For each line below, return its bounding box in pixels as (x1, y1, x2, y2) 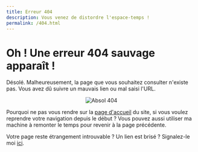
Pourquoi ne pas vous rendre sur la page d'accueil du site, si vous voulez (6, 109, 188, 116)
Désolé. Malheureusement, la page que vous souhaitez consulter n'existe (6, 79, 189, 86)
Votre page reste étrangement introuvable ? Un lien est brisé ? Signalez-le (6, 133, 190, 141)
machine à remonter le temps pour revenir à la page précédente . (6, 121, 167, 128)
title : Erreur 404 (6, 8, 53, 15)
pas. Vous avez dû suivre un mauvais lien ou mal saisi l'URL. (6, 85, 156, 92)
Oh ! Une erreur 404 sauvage (6, 46, 156, 60)
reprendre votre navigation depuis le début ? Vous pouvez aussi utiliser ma (6, 115, 192, 122)
